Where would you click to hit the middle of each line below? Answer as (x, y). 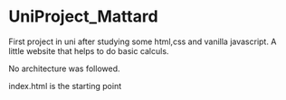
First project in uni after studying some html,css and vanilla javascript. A (143, 41)
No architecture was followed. (64, 68)
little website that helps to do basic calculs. (89, 50)
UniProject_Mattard (84, 17)
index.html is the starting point (65, 86)
